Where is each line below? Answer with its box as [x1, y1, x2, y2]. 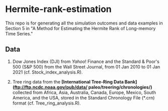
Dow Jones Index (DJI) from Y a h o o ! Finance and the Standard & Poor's [12, 58, 159, 64]
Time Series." [5, 30, 33, 36]
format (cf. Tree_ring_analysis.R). [12, 100, 81, 106]
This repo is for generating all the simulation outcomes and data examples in [5, 20, 163, 26]
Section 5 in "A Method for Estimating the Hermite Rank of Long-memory [5, 25, 156, 31]
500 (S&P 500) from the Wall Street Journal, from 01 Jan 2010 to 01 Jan [12, 63, 160, 69]
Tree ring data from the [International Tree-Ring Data [12, 78, 124, 84]
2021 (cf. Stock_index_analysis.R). [12, 69, 83, 75]
